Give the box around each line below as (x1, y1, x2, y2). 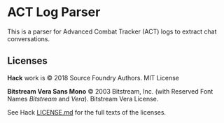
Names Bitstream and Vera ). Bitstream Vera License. (7, 94, 159, 103)
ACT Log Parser (7, 4, 101, 20)
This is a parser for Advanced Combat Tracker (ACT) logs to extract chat (7, 27, 217, 36)
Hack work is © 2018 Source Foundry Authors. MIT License (7, 73, 180, 82)
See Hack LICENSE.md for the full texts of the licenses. (7, 108, 167, 116)
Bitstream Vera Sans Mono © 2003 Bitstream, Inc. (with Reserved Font (7, 87, 213, 95)
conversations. (7, 34, 50, 43)
